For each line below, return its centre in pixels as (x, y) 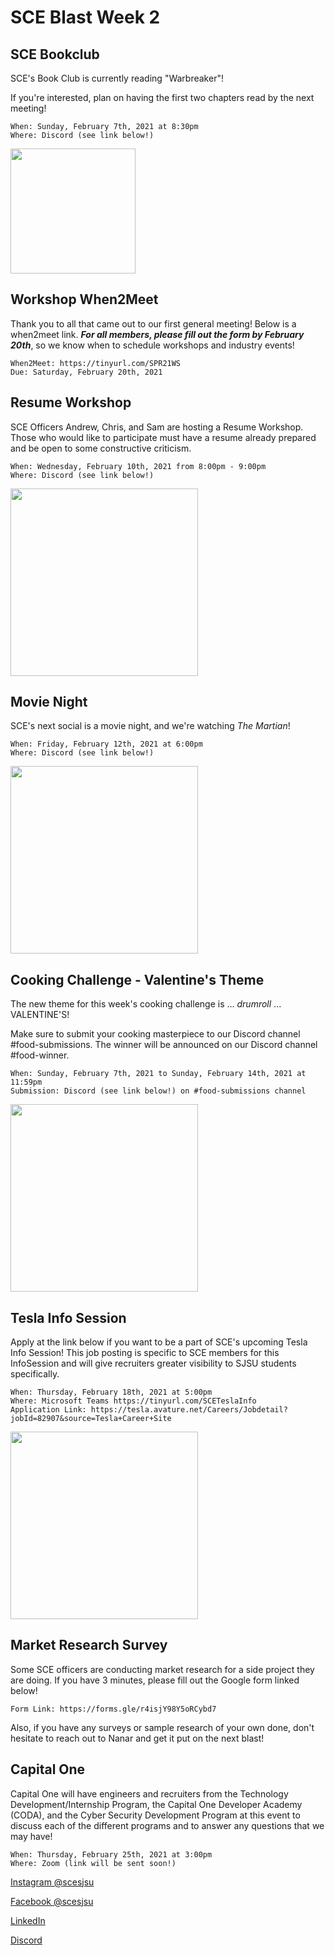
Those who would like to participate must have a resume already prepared (163, 437)
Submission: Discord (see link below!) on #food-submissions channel (158, 1091)
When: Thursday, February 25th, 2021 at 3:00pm (111, 1854)
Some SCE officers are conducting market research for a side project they (162, 1669)
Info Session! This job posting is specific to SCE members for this (145, 1353)
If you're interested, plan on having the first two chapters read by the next (162, 97)
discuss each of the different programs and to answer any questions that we (167, 1825)
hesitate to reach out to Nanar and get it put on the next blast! (137, 1738)
